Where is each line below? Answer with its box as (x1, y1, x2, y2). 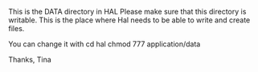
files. (8, 24, 25, 33)
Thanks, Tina (8, 55, 52, 64)
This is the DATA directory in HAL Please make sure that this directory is (8, 7, 247, 16)
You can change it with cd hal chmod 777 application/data (8, 39, 201, 49)
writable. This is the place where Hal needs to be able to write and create (8, 15, 251, 25)
